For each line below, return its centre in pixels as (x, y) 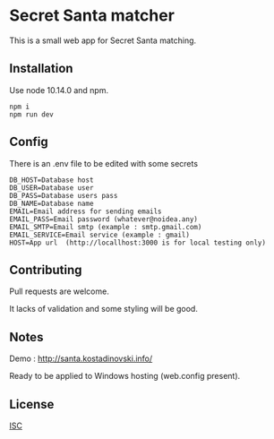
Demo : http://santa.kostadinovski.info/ (81, 358)
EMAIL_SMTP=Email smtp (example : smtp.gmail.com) (106, 227)
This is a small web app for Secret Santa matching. (103, 40)
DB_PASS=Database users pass (64, 195)
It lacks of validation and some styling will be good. (104, 309)
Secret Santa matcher (92, 16)
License (32, 404)
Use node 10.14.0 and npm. (59, 90)
